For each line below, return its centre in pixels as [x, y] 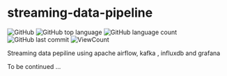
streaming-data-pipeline [80, 13]
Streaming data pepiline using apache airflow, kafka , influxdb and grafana [114, 53]
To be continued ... [34, 66]
